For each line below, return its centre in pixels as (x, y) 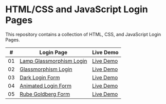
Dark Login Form (40, 77)
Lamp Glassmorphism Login (53, 61)
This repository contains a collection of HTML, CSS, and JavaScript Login (83, 34)
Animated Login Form (46, 86)
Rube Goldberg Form (45, 94)
